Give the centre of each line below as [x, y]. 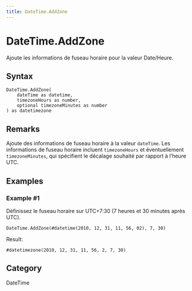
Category [24, 268]
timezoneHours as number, [49, 101]
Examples [25, 181]
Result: [15, 239]
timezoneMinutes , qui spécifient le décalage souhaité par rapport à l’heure [96, 156]
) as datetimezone [29, 111]
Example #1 [23, 198]
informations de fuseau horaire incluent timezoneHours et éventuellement [95, 150]
